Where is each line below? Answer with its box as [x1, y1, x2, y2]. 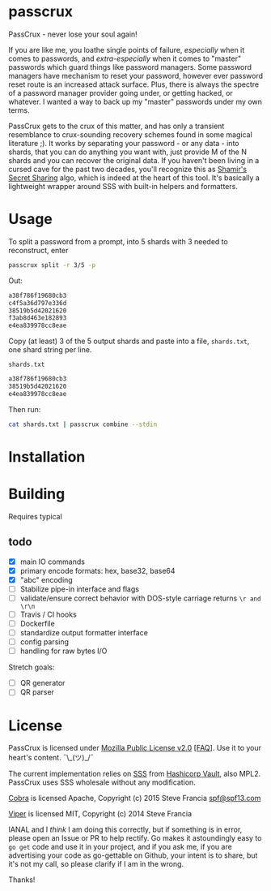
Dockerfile [19, 618, 55, 628]
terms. [8, 105, 30, 115]
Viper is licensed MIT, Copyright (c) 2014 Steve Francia [8, 809, 193, 819]
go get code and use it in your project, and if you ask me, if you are [8, 842, 232, 852]
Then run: [8, 404, 41, 414]
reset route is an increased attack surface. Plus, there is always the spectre [8, 80, 260, 89]
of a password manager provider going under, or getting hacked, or [8, 88, 233, 97]
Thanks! [8, 875, 36, 885]
